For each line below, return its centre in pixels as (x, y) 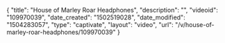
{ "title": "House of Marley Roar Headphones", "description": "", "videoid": (112, 10)
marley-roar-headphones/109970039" (61, 32)
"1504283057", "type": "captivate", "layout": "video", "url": (90, 25)
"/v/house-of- (195, 25)
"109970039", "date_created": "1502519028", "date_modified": (96, 17)
